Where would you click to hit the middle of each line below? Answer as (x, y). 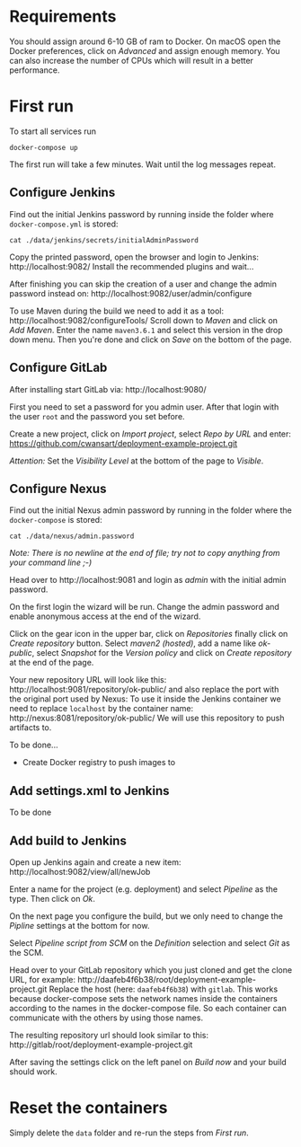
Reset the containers (89, 1108)
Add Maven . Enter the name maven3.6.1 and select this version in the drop (146, 330)
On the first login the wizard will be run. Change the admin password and (145, 607)
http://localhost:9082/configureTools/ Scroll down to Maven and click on (144, 320)
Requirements (63, 17)
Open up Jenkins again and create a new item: (95, 862)
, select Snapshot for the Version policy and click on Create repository (162, 653)
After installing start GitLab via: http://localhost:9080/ (108, 389)
